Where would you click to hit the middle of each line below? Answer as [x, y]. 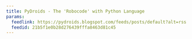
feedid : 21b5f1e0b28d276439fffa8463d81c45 [64, 27]
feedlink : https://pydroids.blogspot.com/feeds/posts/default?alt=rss [99, 22]
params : [15, 17]
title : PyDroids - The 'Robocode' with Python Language [75, 11]
